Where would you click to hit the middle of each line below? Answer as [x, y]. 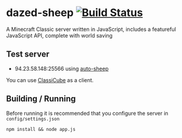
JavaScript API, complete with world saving [59, 35]
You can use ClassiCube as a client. [50, 80]
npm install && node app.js [41, 129]
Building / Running [41, 99]
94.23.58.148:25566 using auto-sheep [62, 68]
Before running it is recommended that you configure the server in [87, 113]
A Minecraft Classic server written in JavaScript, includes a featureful [91, 29]
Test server [28, 54]
